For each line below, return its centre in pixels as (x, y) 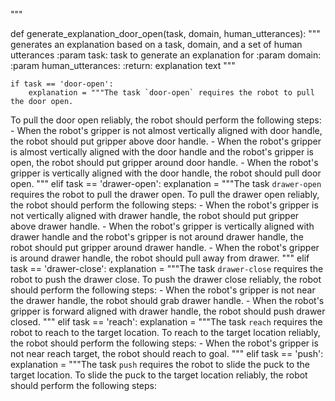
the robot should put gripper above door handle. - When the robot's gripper (166, 141)
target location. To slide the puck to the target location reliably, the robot (159, 375)
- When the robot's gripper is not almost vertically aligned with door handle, (166, 130)
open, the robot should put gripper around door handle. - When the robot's (164, 162)
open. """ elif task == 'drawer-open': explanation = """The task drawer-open (166, 183)
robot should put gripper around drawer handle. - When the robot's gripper (165, 247)
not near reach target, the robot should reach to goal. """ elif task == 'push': (167, 353)
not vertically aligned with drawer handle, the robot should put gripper (155, 215)
